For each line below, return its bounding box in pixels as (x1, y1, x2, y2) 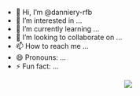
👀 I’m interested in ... (15, 16, 83, 25)
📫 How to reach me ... (15, 42, 89, 50)
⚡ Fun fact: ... (15, 61, 59, 71)
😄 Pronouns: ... (15, 53, 67, 62)
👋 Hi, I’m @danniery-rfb (15, 8, 93, 17)
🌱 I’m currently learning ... (15, 24, 100, 33)
